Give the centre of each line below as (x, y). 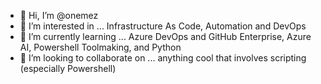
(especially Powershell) (68, 68)
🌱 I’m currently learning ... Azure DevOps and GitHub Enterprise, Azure (165, 36)
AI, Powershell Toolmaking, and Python (100, 47)
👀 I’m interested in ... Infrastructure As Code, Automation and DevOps (163, 26)
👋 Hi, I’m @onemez (59, 15)
